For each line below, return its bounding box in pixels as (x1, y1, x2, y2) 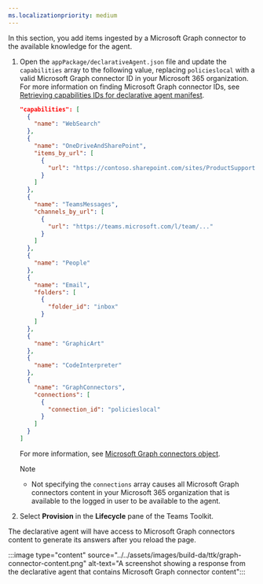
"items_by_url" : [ (34, 149, 94, 157)
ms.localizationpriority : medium (8, 11, 118, 20)
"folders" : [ (34, 288, 77, 296)
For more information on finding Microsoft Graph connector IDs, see (19, 82, 240, 91)
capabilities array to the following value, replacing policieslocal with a (19, 65, 255, 75)
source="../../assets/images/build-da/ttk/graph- (87, 550, 242, 560)
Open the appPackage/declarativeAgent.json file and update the (19, 57, 227, 66)
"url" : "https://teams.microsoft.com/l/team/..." (48, 222, 214, 231)
